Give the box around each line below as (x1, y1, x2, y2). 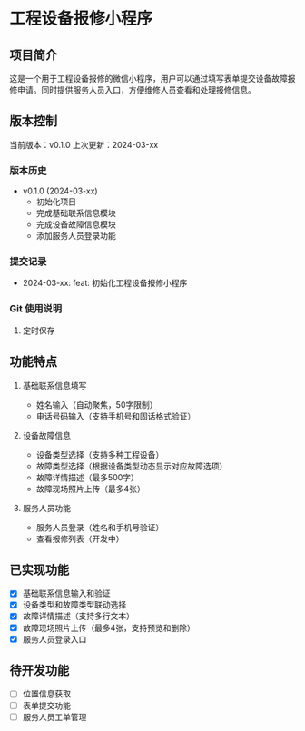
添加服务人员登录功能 (35, 231, 116, 242)
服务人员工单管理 (22, 711, 87, 722)
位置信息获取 (22, 688, 71, 699)
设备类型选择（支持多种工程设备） (35, 449, 164, 459)
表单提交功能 (22, 700, 71, 711)
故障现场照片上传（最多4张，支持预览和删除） (22, 622, 195, 633)
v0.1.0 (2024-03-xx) (22, 185, 98, 196)
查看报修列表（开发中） (35, 533, 124, 544)
